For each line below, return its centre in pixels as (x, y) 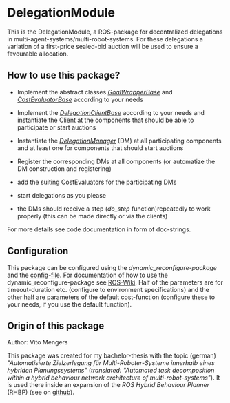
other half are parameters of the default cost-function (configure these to (111, 297)
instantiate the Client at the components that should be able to (105, 120)
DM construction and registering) (64, 168)
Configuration (38, 251)
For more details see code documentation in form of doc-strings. (99, 229)
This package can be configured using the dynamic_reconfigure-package (112, 267)
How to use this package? (64, 75)
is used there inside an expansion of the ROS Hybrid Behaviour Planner (108, 385)
